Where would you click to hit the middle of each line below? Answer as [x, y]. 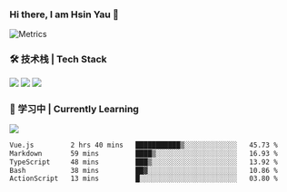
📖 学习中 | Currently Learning [74, 109]
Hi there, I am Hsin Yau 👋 [64, 14]
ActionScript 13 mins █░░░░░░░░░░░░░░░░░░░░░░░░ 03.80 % [144, 179]
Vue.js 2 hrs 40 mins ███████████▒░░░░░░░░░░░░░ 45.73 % [144, 145]
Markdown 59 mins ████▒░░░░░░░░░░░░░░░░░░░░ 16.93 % [144, 153]
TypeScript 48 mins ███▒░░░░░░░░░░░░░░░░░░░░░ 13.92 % [144, 162]
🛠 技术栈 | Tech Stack [58, 60]
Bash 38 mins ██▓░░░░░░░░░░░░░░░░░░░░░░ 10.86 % [144, 170]
